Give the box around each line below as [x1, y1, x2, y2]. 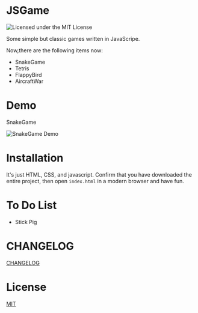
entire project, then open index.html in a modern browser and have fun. [6, 177, 185, 184]
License [6, 280, 47, 294]
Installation [6, 151, 64, 165]
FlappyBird [14, 71, 42, 78]
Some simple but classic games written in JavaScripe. [6, 35, 140, 42]
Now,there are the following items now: [6, 46, 104, 54]
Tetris [14, 64, 29, 72]
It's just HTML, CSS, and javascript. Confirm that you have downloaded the [6, 171, 193, 178]
